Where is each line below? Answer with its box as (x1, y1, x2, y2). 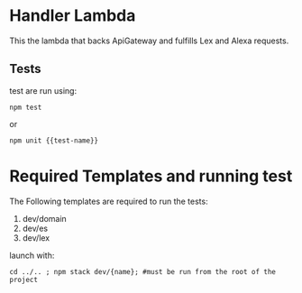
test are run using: (9, 85, 78, 96)
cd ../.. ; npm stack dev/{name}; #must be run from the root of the (9, 267, 277, 276)
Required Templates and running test (9, 166, 293, 186)
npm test (9, 103, 42, 112)
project (9, 275, 39, 284)
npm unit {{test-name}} (9, 136, 99, 145)
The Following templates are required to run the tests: (9, 196, 209, 206)
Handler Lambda (9, 5, 136, 26)
